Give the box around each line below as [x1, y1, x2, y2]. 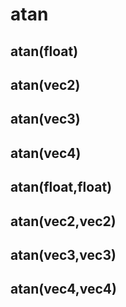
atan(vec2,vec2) [10, 213, 117, 230]
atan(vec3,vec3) [10, 246, 117, 263]
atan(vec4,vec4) [10, 281, 117, 298]
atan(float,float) [10, 179, 113, 196]
